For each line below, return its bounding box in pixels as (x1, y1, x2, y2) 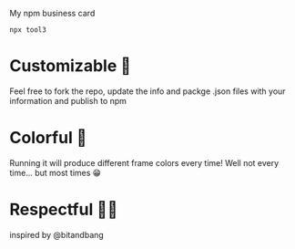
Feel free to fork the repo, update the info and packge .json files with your (9, 86, 286, 97)
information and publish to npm (9, 95, 127, 106)
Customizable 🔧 (9, 56, 132, 77)
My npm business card (9, 8, 96, 18)
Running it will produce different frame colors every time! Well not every (9, 157, 280, 168)
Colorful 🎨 (9, 128, 87, 149)
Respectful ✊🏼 (9, 200, 118, 220)
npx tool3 (9, 26, 47, 35)
